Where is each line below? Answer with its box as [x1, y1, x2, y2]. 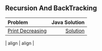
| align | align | [5, 40, 34, 46]
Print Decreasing [7, 27, 47, 34]
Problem [7, 18, 28, 25]
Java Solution [51, 18, 85, 25]
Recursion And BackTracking [5, 4, 97, 12]
